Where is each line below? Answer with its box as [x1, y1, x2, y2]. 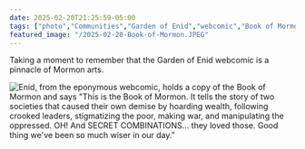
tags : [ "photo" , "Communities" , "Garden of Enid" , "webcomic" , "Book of [9, 22, 274, 31]
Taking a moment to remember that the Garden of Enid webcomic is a [9, 55, 270, 66]
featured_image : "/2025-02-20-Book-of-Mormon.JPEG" [9, 30, 209, 39]
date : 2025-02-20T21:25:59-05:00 [9, 13, 136, 23]
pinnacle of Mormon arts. [9, 64, 104, 75]
